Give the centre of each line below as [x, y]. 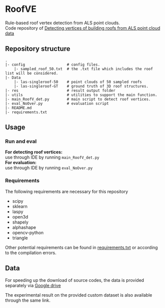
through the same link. [28, 300]
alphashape [24, 227]
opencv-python [28, 232]
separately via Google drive [33, 285]
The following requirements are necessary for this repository [66, 191]
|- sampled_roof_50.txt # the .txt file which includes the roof [83, 69]
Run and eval [21, 141]
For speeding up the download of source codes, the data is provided [75, 280]
